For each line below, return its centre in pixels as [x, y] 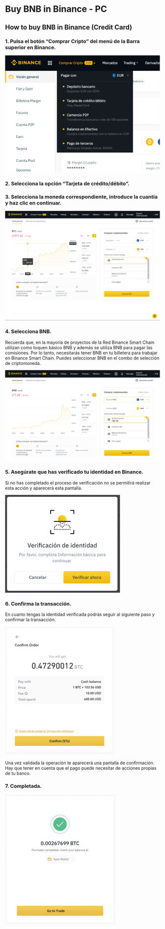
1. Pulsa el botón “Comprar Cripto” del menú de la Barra [72, 41]
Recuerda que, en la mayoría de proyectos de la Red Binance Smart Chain [80, 342]
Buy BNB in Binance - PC [56, 9]
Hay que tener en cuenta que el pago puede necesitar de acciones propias [81, 768]
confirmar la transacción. [30, 619]
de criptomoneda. [23, 363]
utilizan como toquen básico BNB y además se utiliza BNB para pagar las [79, 347]
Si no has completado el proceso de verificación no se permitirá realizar [78, 482]
